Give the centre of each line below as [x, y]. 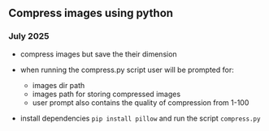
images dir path [59, 85]
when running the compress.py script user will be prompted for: [127, 70]
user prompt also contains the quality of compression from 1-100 [141, 102]
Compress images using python [91, 13]
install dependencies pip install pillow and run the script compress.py [140, 118]
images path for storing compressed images [106, 94]
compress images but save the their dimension [98, 54]
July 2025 [29, 36]
